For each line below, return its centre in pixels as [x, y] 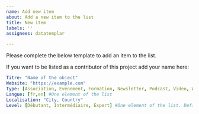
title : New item [26, 22]
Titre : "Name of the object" [42, 78]
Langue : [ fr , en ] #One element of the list [59, 94]
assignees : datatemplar [36, 34]
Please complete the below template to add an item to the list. [81, 56]
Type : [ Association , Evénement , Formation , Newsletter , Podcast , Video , [98, 89]
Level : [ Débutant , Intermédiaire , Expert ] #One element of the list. [94, 105]
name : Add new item [30, 12]
